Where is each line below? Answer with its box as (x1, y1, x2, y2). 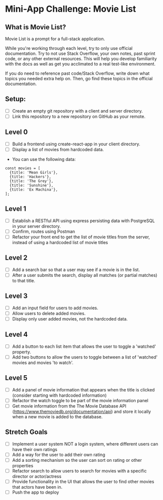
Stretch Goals (5, 428, 48, 436)
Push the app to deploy (12, 489, 59, 495)
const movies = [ (5, 165, 41, 171)
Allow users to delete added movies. (12, 310, 86, 316)
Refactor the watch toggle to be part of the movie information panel (12, 397, 148, 403)
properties (12, 462, 33, 468)
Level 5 (5, 374, 28, 382)
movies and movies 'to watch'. (12, 360, 73, 365)
